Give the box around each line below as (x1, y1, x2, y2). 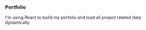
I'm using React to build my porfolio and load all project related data (5, 15, 142, 20)
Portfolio (5, 4, 26, 10)
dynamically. (5, 20, 31, 25)
